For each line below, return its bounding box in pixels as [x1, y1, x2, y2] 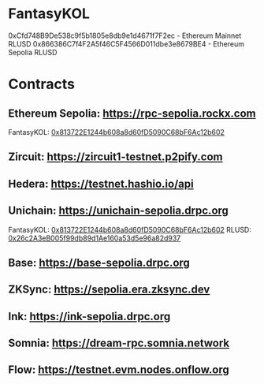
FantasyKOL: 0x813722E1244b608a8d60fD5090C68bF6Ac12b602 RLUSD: [8, 225, 252, 234]
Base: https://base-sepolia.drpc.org [8, 255, 191, 269]
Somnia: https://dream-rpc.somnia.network [8, 337, 230, 350]
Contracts [8, 76, 76, 93]
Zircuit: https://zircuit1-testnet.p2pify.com [8, 151, 223, 164]
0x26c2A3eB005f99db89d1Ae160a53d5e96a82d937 [8, 233, 181, 243]
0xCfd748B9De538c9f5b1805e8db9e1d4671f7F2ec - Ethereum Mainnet [8, 31, 242, 40]
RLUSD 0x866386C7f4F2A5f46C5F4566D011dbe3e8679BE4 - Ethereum [8, 39, 245, 48]
